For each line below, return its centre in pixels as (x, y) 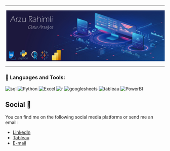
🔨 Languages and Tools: (35, 78)
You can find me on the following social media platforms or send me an (79, 117)
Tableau (21, 137)
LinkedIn (22, 132)
